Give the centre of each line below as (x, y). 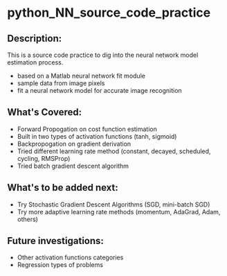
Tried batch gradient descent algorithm (73, 166)
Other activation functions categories (70, 257)
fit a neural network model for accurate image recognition (99, 90)
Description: (35, 38)
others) (27, 219)
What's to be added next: (63, 188)
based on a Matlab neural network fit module (81, 76)
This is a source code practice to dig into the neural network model (103, 55)
